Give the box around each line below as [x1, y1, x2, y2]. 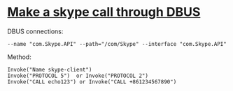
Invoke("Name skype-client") [7, 66, 92, 73]
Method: [7, 53, 31, 61]
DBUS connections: [7, 27, 64, 35]
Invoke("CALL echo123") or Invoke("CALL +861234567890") [7, 78, 177, 85]
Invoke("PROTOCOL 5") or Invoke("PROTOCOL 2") [7, 72, 149, 79]
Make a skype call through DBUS [7, 4, 201, 20]
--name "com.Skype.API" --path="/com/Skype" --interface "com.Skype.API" [7, 40, 227, 47]
